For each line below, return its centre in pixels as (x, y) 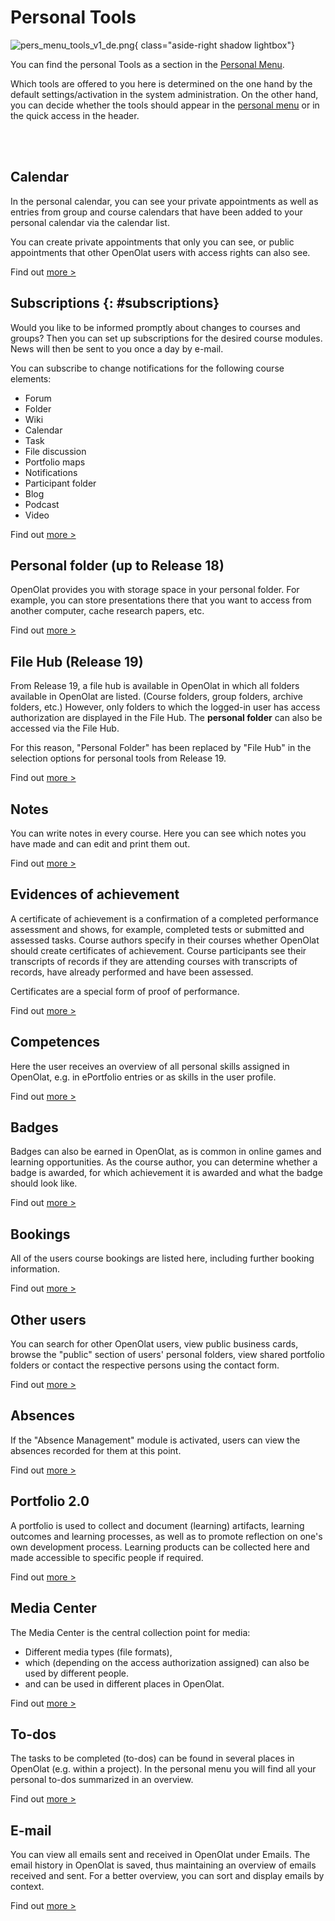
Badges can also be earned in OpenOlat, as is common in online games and (166, 1152)
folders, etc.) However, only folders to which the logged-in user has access (165, 707)
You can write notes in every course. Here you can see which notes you (158, 833)
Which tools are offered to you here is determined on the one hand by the (161, 83)
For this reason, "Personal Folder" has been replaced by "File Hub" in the (161, 748)
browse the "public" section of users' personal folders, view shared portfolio (167, 1355)
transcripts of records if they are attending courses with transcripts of (154, 961)
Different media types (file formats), (98, 1652)
